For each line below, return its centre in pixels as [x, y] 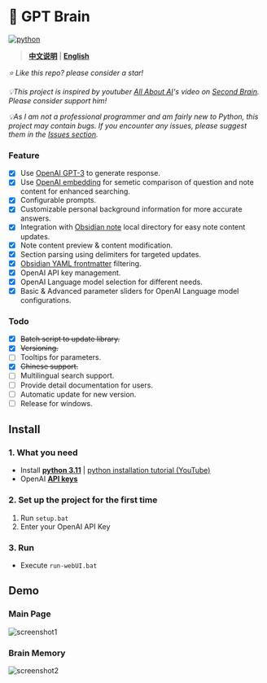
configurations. [46, 300]
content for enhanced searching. [75, 191]
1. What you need [44, 453]
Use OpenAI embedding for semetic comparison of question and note [137, 182]
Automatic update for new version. [78, 394]
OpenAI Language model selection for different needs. [112, 282]
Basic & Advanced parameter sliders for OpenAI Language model [129, 291]
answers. [35, 218]
